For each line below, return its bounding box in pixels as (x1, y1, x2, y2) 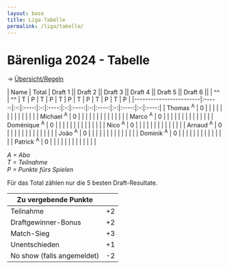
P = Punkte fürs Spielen (7, 165, 74, 173)
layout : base (7, 10, 44, 17)
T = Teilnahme (7, 158, 48, 166)
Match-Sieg (10, 229, 50, 238)
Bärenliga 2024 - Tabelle (7, 52, 150, 68)
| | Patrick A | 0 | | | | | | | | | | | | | (7, 136, 97, 146)
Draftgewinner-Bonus (10, 217, 81, 227)
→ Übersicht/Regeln (7, 75, 64, 83)
